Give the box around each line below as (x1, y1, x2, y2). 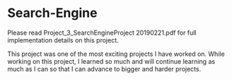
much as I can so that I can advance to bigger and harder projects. (7, 64, 202, 73)
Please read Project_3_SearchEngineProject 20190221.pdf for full (7, 28, 197, 37)
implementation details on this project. (7, 35, 119, 44)
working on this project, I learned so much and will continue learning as (7, 57, 216, 65)
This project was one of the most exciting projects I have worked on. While (7, 50, 225, 58)
